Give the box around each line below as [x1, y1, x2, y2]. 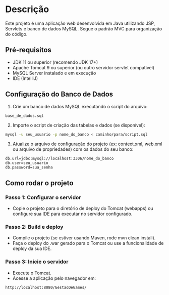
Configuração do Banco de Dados [5, 90, 114, 99]
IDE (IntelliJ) [12, 75, 38, 81]
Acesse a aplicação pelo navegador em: [12, 275, 96, 281]
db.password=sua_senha [5, 165, 53, 170]
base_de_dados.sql [5, 113, 44, 118]
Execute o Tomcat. [12, 270, 52, 276]
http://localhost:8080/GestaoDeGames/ [5, 285, 87, 290]
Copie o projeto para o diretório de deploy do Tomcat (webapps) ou [12, 205, 153, 212]
